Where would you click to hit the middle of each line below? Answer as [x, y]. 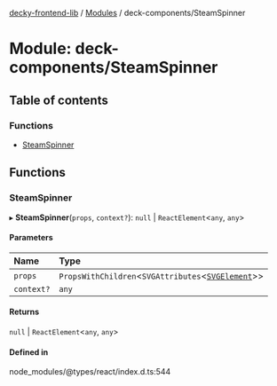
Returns [24, 312]
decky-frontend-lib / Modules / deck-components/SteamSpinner [127, 13]
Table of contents [59, 100]
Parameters [31, 238]
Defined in [29, 352]
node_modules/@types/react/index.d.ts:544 [90, 372]
